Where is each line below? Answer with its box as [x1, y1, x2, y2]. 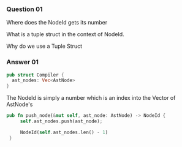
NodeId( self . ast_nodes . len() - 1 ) [20, 129, 108, 135]
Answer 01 [6, 58, 39, 66]
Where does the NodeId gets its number [6, 19, 108, 26]
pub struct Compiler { [6, 72, 64, 78]
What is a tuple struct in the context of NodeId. [6, 31, 124, 38]
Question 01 [6, 5, 43, 13]
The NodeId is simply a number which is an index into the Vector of [6, 94, 176, 102]
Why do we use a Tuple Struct [6, 42, 83, 50]
